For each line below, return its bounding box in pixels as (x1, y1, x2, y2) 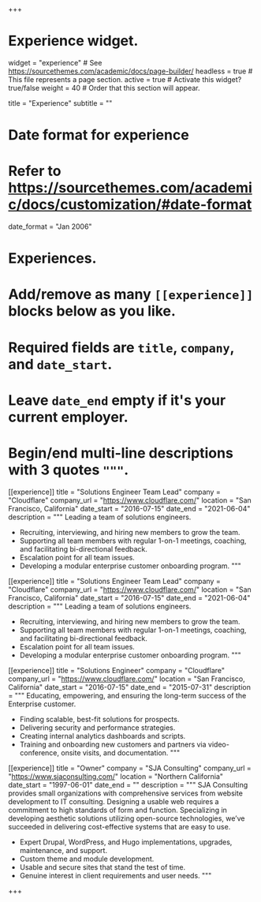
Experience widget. (8, 32, 139, 50)
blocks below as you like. (8, 302, 176, 320)
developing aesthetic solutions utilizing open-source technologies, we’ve (8, 814, 245, 823)
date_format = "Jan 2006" (8, 222, 92, 231)
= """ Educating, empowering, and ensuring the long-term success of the (8, 691, 247, 700)
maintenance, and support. (19, 845, 108, 855)
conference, (19, 747, 60, 758)
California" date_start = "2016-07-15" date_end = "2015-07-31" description (8, 682, 251, 691)
